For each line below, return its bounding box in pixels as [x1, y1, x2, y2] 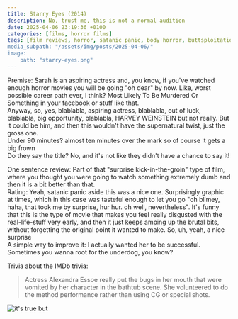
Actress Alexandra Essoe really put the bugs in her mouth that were [24, 275, 222, 284]
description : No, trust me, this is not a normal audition [7, 17, 186, 24]
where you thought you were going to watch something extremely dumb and [7, 172, 231, 181]
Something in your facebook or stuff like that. [7, 99, 140, 107]
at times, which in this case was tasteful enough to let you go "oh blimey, [7, 195, 220, 203]
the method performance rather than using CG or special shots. [24, 290, 210, 298]
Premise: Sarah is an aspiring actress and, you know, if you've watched [7, 76, 215, 84]
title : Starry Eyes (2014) [7, 10, 87, 18]
